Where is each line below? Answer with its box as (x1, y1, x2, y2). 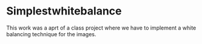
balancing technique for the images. (6, 30, 96, 37)
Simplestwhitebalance (6, 4, 122, 18)
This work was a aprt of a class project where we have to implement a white (6, 24, 197, 31)
